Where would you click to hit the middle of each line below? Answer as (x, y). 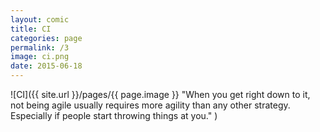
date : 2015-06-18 (46, 66)
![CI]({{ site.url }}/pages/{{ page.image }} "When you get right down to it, (160, 94)
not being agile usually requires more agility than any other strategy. (150, 105)
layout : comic (40, 19)
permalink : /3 (40, 47)
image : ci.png (40, 57)
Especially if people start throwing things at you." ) (114, 115)
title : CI (31, 29)
